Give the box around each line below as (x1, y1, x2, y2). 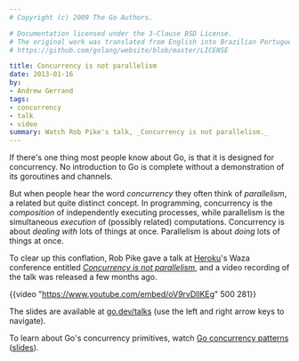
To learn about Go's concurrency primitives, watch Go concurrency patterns (9, 333, 289, 343)
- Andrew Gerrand (9, 86, 74, 95)
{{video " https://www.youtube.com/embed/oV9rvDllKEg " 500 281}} (9, 289, 257, 300)
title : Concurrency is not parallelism (9, 61, 158, 71)
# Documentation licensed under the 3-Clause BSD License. (9, 28, 233, 38)
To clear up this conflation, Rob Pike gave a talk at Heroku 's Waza (9, 253, 251, 263)
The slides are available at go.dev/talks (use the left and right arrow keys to (9, 306, 285, 317)
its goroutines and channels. (9, 171, 113, 182)
